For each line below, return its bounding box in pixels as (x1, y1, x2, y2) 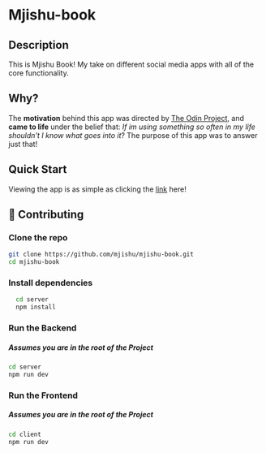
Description (8, 38, 69, 52)
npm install (15, 303, 57, 312)
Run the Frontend (8, 390, 79, 401)
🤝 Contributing (8, 208, 84, 222)
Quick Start (8, 162, 67, 176)
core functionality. (8, 68, 69, 78)
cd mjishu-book (8, 258, 60, 266)
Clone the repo (8, 231, 68, 243)
